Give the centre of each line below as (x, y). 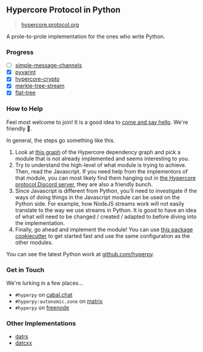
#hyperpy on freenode (42, 308)
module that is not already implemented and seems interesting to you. (102, 158)
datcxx (23, 343)
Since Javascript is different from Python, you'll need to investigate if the (106, 191)
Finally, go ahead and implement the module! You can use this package (104, 229)
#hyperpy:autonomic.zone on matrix (59, 301)
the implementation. (40, 223)
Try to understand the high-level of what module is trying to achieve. (101, 165)
